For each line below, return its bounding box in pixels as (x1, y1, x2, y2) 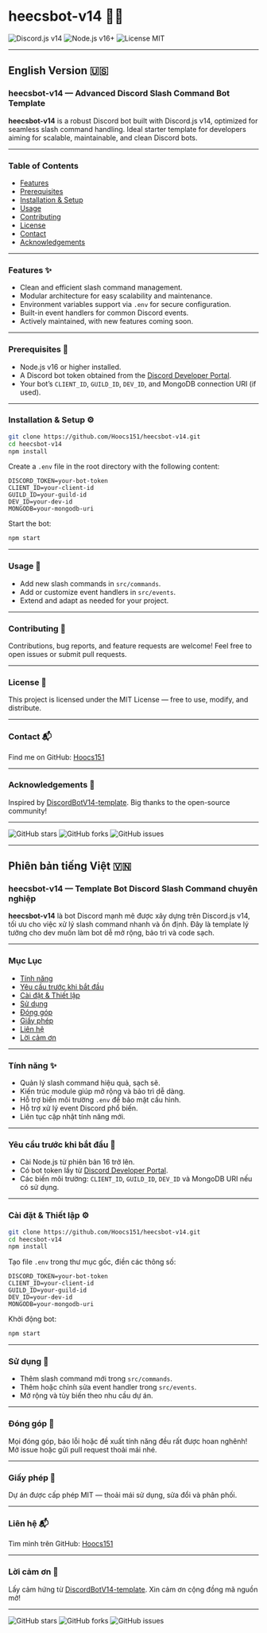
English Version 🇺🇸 (8, 64, 109, 78)
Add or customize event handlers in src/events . (19, 587, 176, 597)
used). (19, 387, 41, 397)
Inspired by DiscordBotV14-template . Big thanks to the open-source (8, 797, 230, 807)
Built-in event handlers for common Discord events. (19, 308, 189, 317)
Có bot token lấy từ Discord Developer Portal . (19, 1165, 168, 1176)
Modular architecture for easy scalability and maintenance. (19, 291, 213, 301)
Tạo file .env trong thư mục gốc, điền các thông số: (8, 1257, 176, 1267)
